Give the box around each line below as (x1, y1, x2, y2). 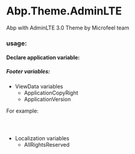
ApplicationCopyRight (24, 89, 78, 97)
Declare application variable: (6, 54, 80, 61)
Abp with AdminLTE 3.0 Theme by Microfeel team (6, 24, 130, 31)
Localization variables (14, 135, 69, 142)
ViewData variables (14, 83, 63, 90)
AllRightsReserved (24, 141, 70, 149)
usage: (6, 39, 27, 48)
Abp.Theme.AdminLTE (6, 4, 122, 18)
